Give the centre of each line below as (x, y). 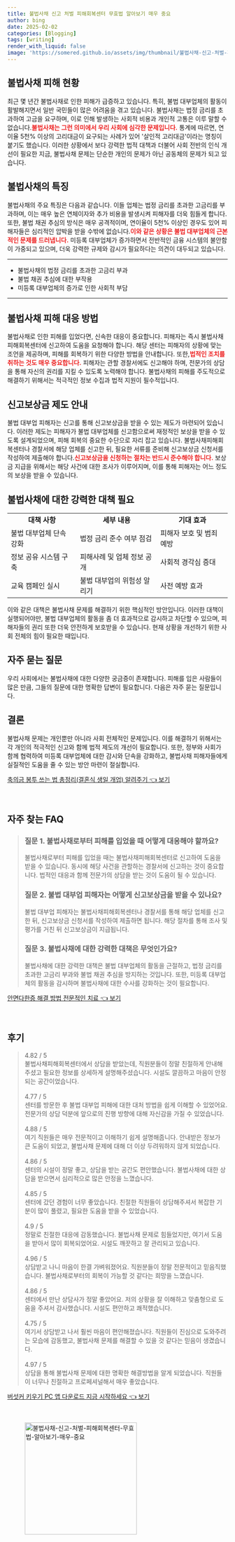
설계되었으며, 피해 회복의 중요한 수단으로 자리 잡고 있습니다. (101, 440)
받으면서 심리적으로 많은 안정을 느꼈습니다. (95, 1178)
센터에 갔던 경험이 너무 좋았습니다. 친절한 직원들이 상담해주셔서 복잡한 (120, 1202)
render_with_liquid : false (47, 46)
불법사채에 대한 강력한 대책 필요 (71, 499)
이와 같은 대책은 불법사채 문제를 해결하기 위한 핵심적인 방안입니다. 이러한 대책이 (115, 610)
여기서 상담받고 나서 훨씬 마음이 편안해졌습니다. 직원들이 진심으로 (113, 1331)
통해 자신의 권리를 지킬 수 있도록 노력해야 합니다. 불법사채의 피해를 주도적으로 (120, 371)
